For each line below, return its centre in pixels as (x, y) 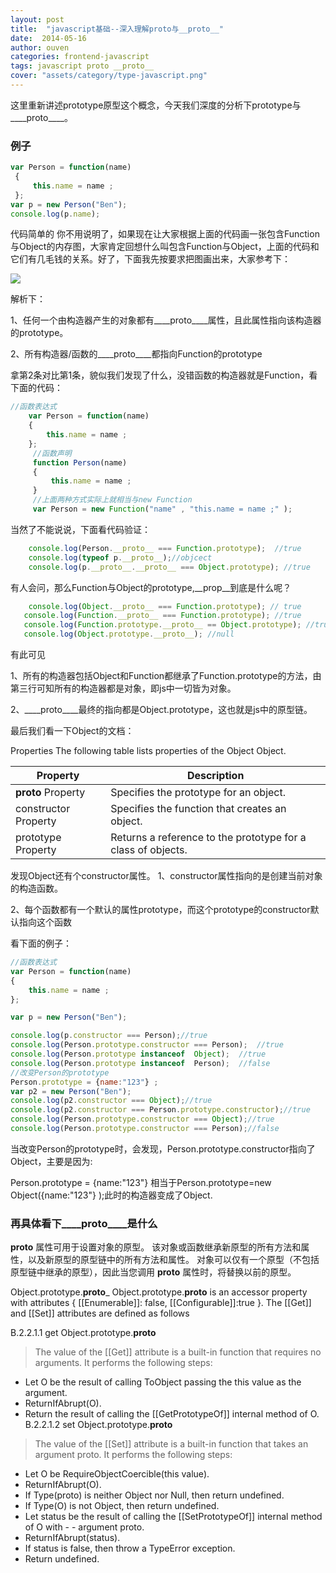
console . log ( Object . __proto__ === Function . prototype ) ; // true (165, 606)
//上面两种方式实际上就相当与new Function (112, 500)
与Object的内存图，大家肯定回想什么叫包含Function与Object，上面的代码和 (165, 247)
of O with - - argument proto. (84, 1527)
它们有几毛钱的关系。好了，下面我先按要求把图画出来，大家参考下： (150, 259)
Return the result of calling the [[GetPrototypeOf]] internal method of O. (172, 1414)
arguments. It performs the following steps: (123, 1363)
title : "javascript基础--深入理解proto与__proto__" (117, 29)
